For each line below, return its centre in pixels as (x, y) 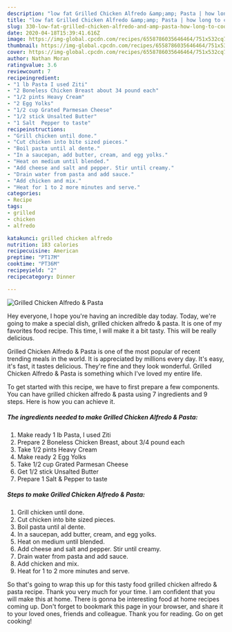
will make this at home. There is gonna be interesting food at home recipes (113, 599)
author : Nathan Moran (38, 59)
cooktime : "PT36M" (33, 264)
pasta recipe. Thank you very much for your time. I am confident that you (111, 591)
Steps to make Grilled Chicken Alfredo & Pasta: (76, 494)
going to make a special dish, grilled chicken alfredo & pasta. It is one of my (115, 323)
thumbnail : (23, 46)
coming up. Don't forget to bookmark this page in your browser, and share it (115, 606)
